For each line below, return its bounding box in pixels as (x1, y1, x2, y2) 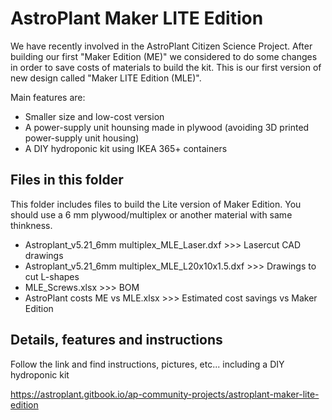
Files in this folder (10, 172, 124, 189)
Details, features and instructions (10, 332, 223, 349)
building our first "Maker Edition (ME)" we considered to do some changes (10, 50, 318, 62)
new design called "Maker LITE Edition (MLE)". (10, 72, 202, 84)
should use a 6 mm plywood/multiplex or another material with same (10, 208, 293, 221)
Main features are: (10, 91, 86, 103)
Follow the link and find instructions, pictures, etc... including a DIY (10, 358, 285, 370)
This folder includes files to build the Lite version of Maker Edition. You (10, 198, 302, 210)
